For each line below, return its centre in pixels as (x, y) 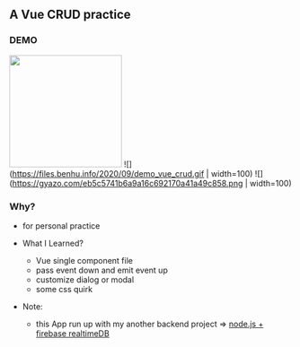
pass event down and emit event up (101, 270)
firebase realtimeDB (72, 333)
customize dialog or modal (85, 279)
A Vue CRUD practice (71, 15)
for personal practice (61, 226)
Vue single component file (84, 260)
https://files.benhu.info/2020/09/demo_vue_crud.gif (108, 173)
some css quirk (64, 289)
